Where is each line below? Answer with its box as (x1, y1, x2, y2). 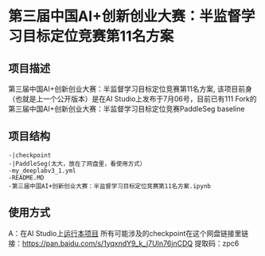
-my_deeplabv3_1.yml (8, 167, 77, 175)
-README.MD (8, 173, 45, 182)
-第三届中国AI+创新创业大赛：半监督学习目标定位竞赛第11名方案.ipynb (8, 182, 211, 190)
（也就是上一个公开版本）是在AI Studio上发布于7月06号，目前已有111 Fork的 (8, 94, 257, 104)
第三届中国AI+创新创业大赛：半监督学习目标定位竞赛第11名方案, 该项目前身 (8, 85, 253, 93)
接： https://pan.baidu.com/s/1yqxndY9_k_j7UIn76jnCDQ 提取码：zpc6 (8, 238, 240, 248)
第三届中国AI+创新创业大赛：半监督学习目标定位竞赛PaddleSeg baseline (8, 104, 245, 113)
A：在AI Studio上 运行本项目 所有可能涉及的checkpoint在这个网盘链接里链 (8, 228, 249, 238)
